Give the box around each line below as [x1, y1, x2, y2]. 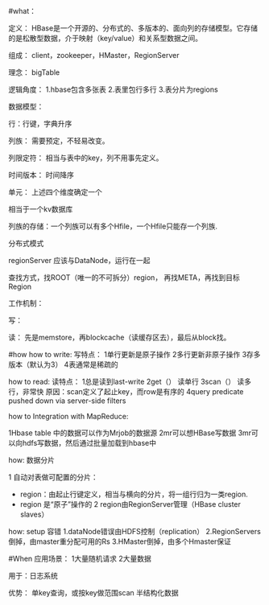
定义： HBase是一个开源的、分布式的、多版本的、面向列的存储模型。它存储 [8, 23, 258, 33]
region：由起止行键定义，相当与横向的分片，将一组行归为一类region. [19, 489, 248, 499]
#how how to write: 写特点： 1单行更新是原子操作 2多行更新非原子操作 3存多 [8, 350, 261, 359]
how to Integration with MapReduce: [8, 412, 129, 421]
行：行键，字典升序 [8, 119, 72, 128]
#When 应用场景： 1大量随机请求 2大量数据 [8, 554, 151, 563]
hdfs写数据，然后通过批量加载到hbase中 [22, 438, 157, 447]
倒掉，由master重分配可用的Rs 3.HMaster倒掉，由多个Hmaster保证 [8, 537, 232, 546]
